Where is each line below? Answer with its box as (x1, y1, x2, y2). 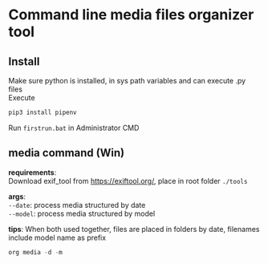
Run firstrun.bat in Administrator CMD (8, 123, 140, 132)
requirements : (8, 167, 57, 177)
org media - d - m (8, 248, 63, 256)
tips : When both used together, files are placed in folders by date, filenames (8, 224, 260, 234)
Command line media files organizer (8, 6, 254, 24)
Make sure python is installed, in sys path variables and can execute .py (8, 76, 246, 85)
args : (8, 191, 26, 201)
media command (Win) (8, 146, 125, 160)
